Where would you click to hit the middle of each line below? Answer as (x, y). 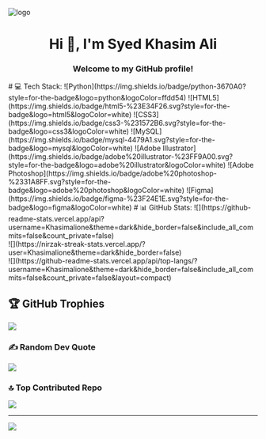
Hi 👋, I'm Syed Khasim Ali (133, 44)
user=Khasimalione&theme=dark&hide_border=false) (95, 252)
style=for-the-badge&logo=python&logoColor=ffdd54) (97, 98)
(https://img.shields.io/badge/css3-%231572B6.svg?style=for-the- (117, 123)
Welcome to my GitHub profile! (133, 69)
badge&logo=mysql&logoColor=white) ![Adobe (85, 148)
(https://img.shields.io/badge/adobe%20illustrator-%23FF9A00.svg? (121, 157)
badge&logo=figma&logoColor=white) (70, 208)
